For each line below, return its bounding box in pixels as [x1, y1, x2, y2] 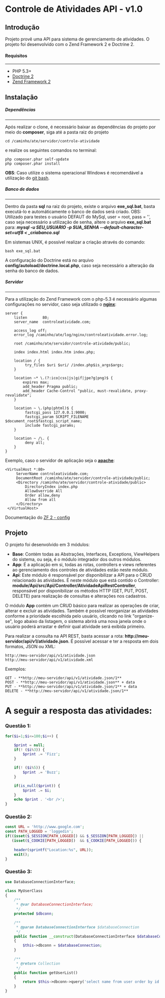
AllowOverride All [25, 488, 63, 493]
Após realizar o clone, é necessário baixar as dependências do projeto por [5, 124, 156, 130]
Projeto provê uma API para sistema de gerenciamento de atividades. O [5, 36, 150, 42]
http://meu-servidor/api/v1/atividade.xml [5, 657, 93, 662]
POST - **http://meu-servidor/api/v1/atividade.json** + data [5, 680, 135, 685]
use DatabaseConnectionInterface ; [5, 879, 76, 884]
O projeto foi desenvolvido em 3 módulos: [5, 542, 90, 548]
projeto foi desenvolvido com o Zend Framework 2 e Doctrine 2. [5, 41, 135, 47]
